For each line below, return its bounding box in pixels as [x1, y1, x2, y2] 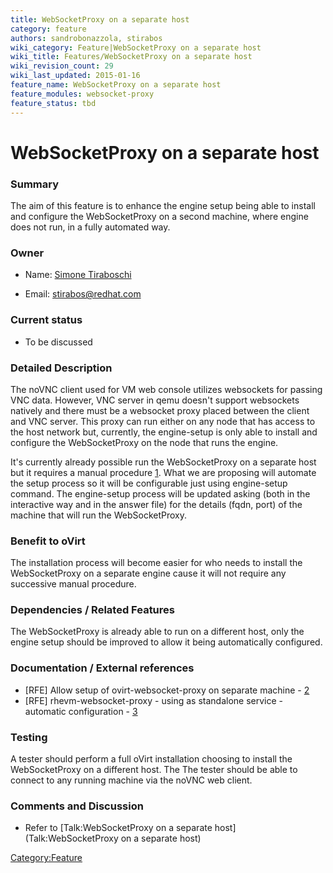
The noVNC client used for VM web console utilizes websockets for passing [10, 383, 323, 395]
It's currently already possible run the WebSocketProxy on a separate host [10, 456, 317, 468]
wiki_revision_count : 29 [10, 61, 114, 71]
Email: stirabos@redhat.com [24, 288, 142, 300]
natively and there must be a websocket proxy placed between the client [10, 404, 310, 416]
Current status [10, 313, 83, 327]
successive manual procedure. [10, 578, 137, 590]
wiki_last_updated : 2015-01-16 [10, 71, 141, 81]
